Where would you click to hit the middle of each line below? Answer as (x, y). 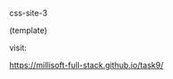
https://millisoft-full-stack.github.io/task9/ (86, 65)
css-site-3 (28, 13)
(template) (28, 30)
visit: (18, 48)
